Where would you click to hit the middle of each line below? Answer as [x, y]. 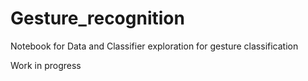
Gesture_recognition [97, 18]
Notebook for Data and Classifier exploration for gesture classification [154, 46]
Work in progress [46, 65]
